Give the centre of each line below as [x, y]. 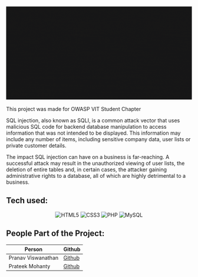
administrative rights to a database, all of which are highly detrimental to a [96, 176]
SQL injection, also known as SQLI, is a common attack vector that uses [93, 120]
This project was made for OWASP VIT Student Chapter [74, 109]
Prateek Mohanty [29, 266]
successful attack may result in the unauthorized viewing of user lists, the [95, 163]
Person [34, 249]
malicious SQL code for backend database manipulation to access [86, 127]
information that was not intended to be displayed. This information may [93, 133]
